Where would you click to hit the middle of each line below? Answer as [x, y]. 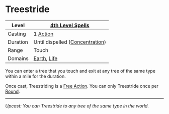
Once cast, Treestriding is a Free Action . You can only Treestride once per [82, 86]
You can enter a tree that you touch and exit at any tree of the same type [80, 71]
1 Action [44, 34]
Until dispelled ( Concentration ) [70, 42]
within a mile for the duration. [36, 76]
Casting [17, 34]
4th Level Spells [70, 25]
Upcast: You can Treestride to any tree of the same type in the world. [77, 106]
